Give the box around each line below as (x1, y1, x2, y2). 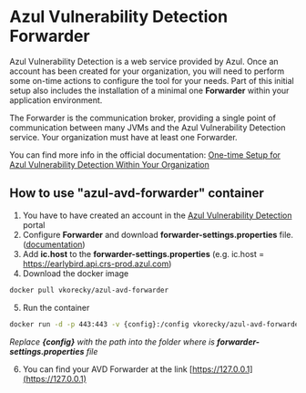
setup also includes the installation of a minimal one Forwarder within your (9, 85, 290, 96)
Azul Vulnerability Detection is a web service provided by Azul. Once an (9, 56, 280, 67)
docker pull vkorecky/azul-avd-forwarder (9, 285, 169, 295)
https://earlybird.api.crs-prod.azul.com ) (22, 258, 172, 269)
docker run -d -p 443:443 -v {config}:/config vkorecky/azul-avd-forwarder (9, 319, 303, 329)
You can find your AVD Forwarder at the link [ (22, 363, 193, 375)
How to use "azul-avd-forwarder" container (9, 185, 264, 202)
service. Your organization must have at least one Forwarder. (9, 131, 239, 142)
